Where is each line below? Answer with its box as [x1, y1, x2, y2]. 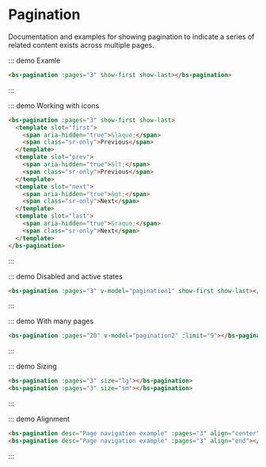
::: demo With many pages [8, 316, 94, 326]
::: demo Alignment [8, 415, 70, 424]
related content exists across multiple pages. [8, 40, 154, 49]
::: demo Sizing [8, 361, 57, 371]
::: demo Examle [8, 56, 61, 65]
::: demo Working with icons [8, 101, 100, 110]
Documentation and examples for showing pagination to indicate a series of [8, 32, 255, 41]
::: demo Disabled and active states [8, 272, 123, 281]
